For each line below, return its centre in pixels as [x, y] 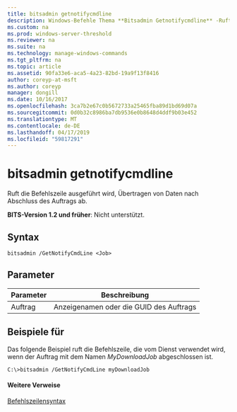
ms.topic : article [34, 67]
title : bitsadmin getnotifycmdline [60, 14]
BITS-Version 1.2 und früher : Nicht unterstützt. [76, 215]
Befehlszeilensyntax [36, 401]
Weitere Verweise [34, 385]
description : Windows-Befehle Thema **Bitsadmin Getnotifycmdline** [110, 21]
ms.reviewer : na [31, 40]
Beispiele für [36, 332]
